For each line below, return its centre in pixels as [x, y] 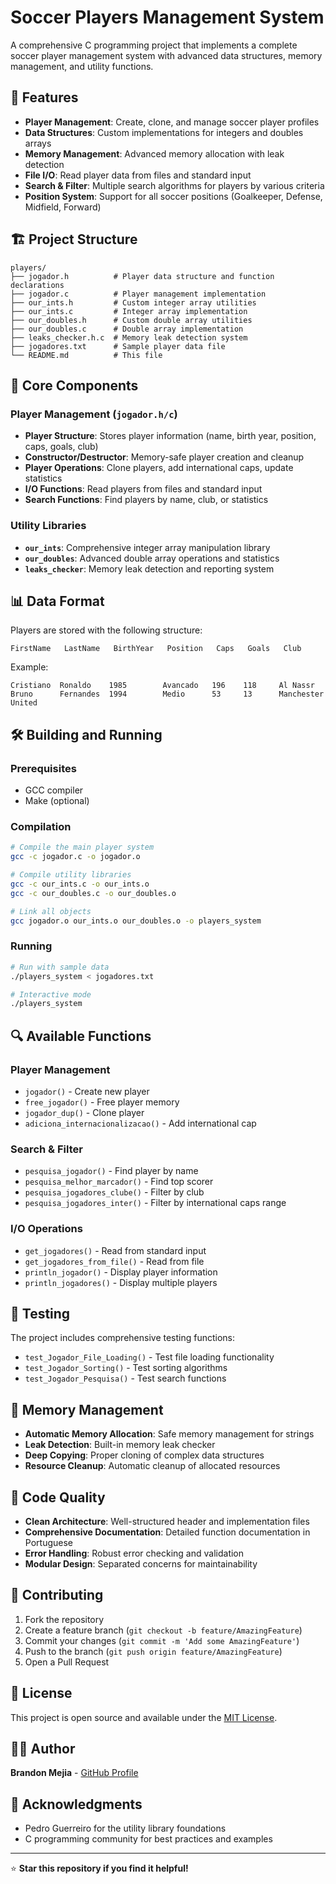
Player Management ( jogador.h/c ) [94, 414]
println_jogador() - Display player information [121, 1272]
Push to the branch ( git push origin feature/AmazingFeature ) [153, 1651]
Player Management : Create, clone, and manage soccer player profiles [172, 122]
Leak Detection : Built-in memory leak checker [120, 1445]
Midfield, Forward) [63, 207]
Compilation [41, 826]
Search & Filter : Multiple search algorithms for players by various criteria [174, 185]
